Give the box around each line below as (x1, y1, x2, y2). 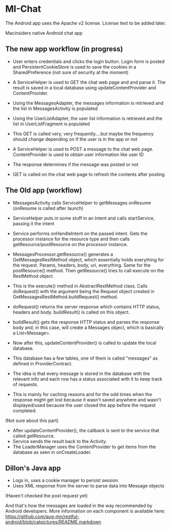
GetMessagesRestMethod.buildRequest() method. (12, 294, 118, 300)
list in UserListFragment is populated (12, 121, 90, 127)
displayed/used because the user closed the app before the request (12, 402, 156, 408)
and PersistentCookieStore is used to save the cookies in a (12, 63, 136, 70)
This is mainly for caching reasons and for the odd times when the (12, 391, 152, 397)
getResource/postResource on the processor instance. (12, 241, 128, 247)
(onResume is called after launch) (12, 205, 84, 211)
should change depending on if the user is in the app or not (12, 136, 138, 142)
